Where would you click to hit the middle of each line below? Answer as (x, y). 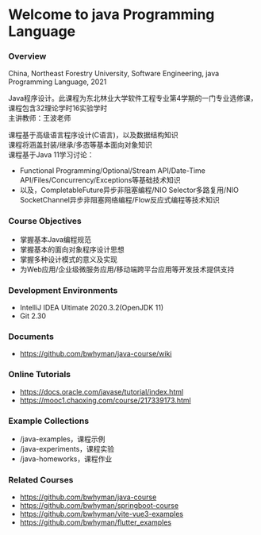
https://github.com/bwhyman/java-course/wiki (96, 354)
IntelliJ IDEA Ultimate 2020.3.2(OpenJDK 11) (92, 308)
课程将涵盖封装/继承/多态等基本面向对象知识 (81, 145)
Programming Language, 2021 (58, 82)
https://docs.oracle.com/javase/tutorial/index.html (102, 391)
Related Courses (41, 479)
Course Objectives (45, 221)
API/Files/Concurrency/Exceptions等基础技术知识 (100, 180)
